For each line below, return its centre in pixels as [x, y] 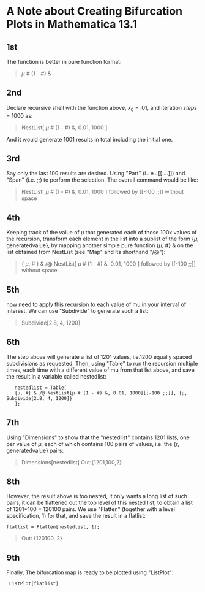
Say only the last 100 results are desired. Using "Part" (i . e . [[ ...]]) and [96, 174]
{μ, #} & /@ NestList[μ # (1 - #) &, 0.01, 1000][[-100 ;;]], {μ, [101, 393]
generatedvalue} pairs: [35, 450]
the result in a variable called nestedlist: [56, 376]
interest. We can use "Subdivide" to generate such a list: [77, 311]
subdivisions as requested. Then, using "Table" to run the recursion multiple [102, 363]
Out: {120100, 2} [42, 539]
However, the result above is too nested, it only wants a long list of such [97, 496]
